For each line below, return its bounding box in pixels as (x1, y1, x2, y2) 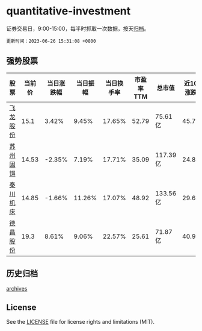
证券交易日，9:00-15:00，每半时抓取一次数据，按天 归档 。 (6, 25, 150, 32)
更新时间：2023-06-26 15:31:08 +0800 (6, 38, 96, 44)
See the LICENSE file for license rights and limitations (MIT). (6, 318, 155, 326)
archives (6, 285, 28, 292)
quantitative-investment (6, 4, 131, 18)
